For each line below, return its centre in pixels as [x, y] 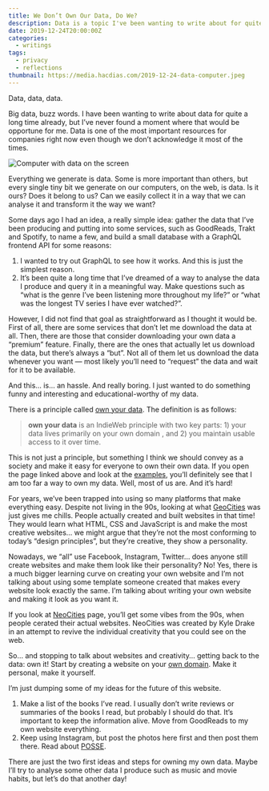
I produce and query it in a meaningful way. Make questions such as [132, 286]
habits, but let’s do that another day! [68, 778]
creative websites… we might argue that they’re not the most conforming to [132, 532]
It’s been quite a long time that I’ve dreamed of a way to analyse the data [140, 278]
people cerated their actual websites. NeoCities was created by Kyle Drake [132, 623]
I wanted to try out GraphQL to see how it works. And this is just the [131, 260]
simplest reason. [47, 269]
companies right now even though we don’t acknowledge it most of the [126, 139]
